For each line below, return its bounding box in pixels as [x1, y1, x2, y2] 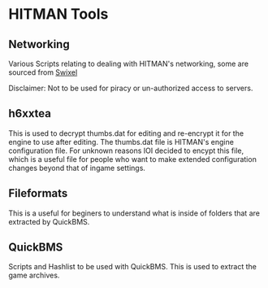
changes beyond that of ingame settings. [8, 163, 146, 172]
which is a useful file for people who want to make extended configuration [8, 154, 257, 164]
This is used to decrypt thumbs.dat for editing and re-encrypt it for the [8, 128, 244, 138]
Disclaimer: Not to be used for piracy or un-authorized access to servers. [8, 83, 253, 93]
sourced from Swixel [8, 68, 78, 77]
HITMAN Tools [8, 5, 109, 24]
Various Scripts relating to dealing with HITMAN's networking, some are [8, 59, 249, 68]
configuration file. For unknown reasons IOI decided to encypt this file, [8, 146, 244, 155]
